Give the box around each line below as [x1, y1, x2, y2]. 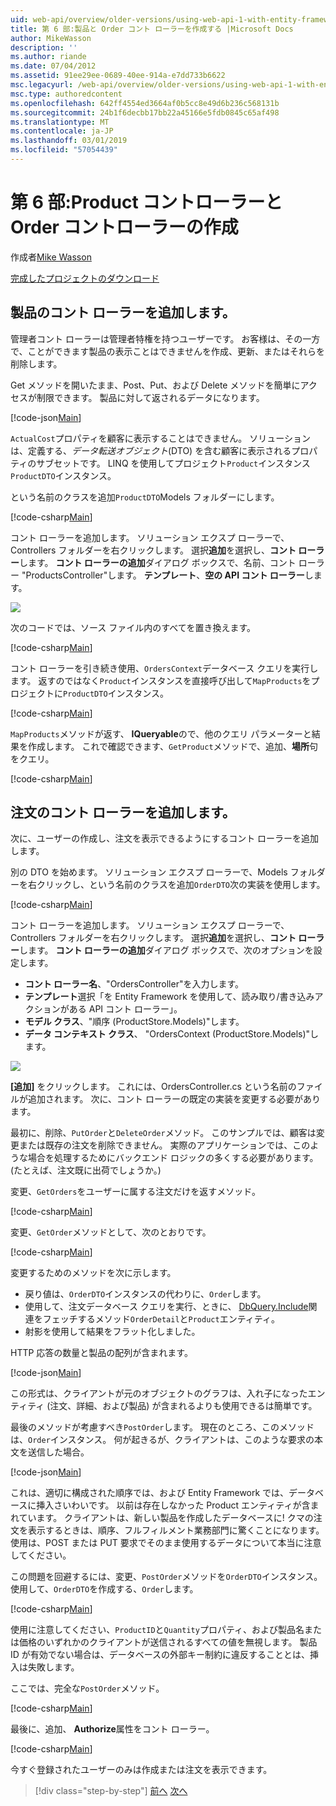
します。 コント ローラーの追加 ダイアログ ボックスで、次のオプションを [19, 944, 314, 956]
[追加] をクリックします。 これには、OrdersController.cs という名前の [10, 1081, 297, 1093]
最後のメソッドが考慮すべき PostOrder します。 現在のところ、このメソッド [10, 1421, 315, 1433]
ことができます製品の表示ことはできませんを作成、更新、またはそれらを [27, 345, 326, 357]
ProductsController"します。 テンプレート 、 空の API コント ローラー [25, 569, 305, 581]
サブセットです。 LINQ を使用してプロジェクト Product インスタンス [36, 457, 311, 469]
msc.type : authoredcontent [10, 89, 123, 99]
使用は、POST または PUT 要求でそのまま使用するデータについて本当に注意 [10, 1537, 322, 1549]
